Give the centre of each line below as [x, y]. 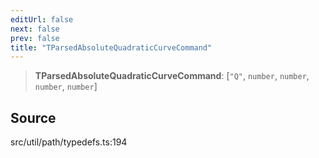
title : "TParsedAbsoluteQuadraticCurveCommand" [111, 47]
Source [33, 117]
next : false [35, 29]
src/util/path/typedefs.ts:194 [69, 142]
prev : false [35, 38]
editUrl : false [42, 19]
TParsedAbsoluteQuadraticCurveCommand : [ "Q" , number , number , [172, 76]
